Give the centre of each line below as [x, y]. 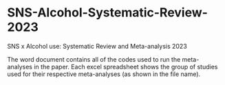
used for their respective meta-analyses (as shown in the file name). [104, 74]
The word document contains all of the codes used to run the [94, 59]
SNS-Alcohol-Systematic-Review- [108, 13]
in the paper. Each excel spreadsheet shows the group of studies [126, 66]
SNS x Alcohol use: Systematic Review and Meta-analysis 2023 [97, 46]
